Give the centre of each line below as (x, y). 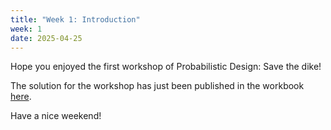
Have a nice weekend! (56, 116)
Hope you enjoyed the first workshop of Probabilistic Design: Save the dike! (166, 67)
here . (21, 97)
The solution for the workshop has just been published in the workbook (157, 86)
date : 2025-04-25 (46, 38)
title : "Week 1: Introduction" (75, 19)
